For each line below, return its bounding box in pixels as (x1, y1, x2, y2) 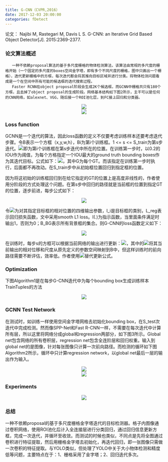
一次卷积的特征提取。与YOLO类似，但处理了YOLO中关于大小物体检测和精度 (5, 445, 160, 451)
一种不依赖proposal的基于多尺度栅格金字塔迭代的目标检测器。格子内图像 (5, 420, 155, 426)
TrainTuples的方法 (5, 284, 42, 290)
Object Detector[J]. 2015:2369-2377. (5, 37, 81, 43)
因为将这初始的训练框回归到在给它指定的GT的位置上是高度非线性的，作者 (5, 175, 156, 181)
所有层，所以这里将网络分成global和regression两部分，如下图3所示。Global (5, 331, 161, 337)
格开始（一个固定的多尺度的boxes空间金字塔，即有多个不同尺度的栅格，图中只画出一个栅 (5, 68, 161, 73)
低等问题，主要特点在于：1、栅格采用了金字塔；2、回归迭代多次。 (5, 451, 141, 457)
